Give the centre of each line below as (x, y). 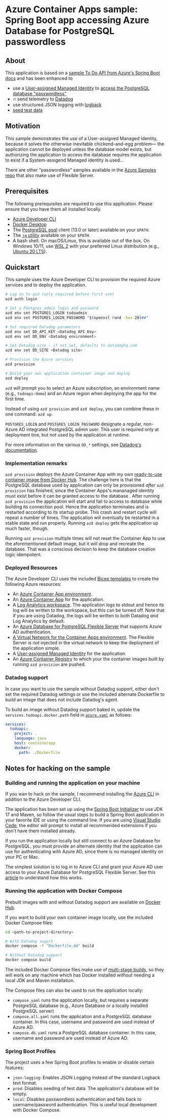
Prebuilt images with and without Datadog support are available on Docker (83, 902)
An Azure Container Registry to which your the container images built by (88, 659)
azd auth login (21, 299)
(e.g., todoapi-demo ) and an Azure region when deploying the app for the (81, 393)
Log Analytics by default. (39, 621)
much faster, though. (27, 528)
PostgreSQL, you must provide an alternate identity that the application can (84, 846)
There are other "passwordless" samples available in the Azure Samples (81, 170)
